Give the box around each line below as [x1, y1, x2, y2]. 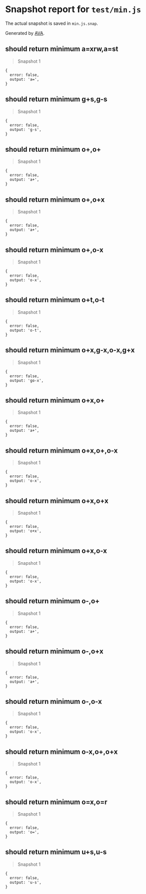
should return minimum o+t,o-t [5, 296, 105, 304]
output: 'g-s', [10, 127, 42, 132]
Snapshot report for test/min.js [5, 4, 141, 15]
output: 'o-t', [10, 328, 42, 333]
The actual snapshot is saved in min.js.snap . [5, 20, 98, 26]
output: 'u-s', [10, 880, 42, 885]
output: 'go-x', [10, 378, 44, 383]
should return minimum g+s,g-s [5, 95, 107, 104]
